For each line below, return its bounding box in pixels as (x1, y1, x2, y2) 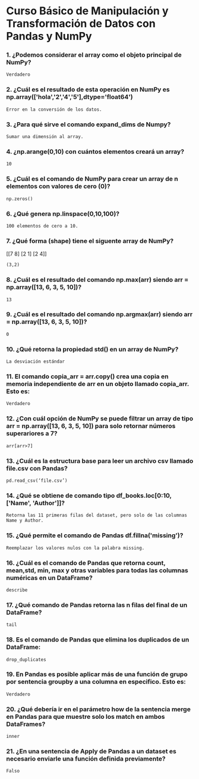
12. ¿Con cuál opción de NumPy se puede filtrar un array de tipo (6, 415, 194, 423)
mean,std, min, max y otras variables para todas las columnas (6, 566, 188, 574)
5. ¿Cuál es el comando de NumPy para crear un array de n (6, 175, 178, 183)
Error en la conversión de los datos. (6, 106, 102, 113)
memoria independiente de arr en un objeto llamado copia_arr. (6, 380, 189, 388)
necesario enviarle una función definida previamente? (6, 755, 166, 763)
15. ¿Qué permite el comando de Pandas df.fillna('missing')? (6, 531, 184, 540)
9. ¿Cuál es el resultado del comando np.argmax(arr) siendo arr (6, 310, 193, 319)
